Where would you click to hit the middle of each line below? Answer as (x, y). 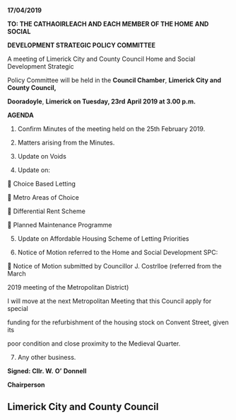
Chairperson (26, 385)
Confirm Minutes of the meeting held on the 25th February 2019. (111, 129)
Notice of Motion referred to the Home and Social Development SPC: (118, 252)
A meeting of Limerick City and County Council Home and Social (101, 59)
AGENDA (20, 115)
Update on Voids (42, 156)
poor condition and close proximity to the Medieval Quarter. (94, 344)
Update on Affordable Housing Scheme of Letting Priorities (103, 239)
